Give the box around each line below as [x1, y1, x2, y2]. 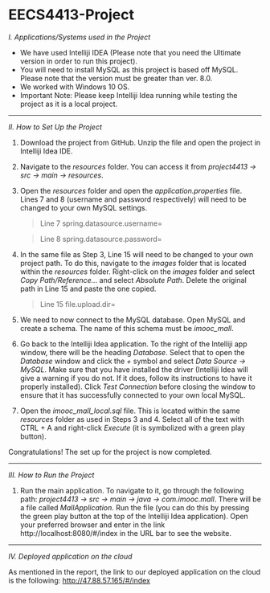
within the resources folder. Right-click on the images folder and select [19, 267, 256, 276]
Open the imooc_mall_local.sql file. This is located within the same [19, 406, 241, 415]
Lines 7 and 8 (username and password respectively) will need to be [19, 194, 247, 204]
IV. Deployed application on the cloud [8, 551, 133, 561]
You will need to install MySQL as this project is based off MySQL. [19, 64, 239, 74]
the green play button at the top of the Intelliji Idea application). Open [19, 511, 249, 521]
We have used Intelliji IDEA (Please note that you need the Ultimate [19, 47, 241, 57]
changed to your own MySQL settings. [19, 202, 148, 212]
